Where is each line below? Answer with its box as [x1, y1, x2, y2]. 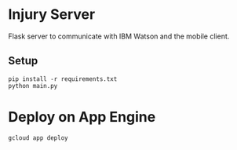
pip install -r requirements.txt [8, 75, 118, 83]
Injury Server [8, 5, 96, 24]
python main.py [8, 82, 58, 90]
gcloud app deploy [8, 134, 68, 142]
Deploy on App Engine [8, 108, 156, 126]
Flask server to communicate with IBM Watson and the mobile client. [8, 31, 230, 41]
